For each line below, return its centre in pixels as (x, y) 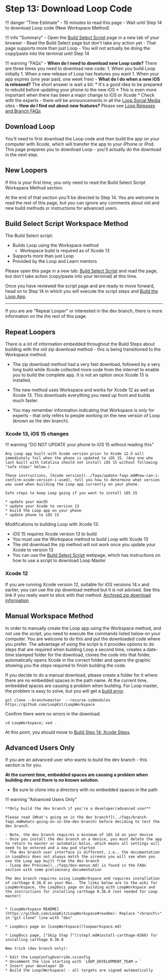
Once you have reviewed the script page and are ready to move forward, (80, 286)
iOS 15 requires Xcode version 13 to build (54, 534)
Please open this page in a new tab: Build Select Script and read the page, (81, 271)
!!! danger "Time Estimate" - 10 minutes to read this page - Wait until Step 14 (83, 22)
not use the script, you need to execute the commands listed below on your (83, 633)
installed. (22, 380)
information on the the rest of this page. (46, 316)
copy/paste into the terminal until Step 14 (47, 53)
